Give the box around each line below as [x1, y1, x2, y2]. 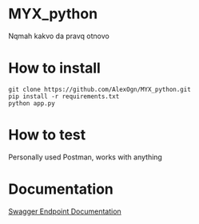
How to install [8, 59, 101, 77]
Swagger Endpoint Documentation [8, 206, 121, 216]
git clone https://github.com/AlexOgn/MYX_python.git [8, 85, 192, 93]
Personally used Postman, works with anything [8, 152, 162, 162]
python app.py [8, 99, 56, 108]
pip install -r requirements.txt [8, 92, 120, 100]
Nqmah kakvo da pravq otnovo [8, 31, 109, 41]
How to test [8, 126, 86, 144]
